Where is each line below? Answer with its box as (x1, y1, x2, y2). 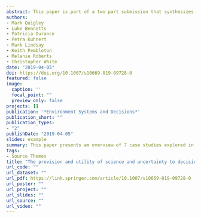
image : (6, 81, 23, 87)
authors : (6, 14, 28, 20)
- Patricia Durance (6, 31, 55, 37)
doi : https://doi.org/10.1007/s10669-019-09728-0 (6, 70, 133, 76)
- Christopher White (6, 59, 58, 65)
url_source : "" (6, 198, 44, 204)
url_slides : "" (6, 192, 44, 198)
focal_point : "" (11, 92, 52, 98)
